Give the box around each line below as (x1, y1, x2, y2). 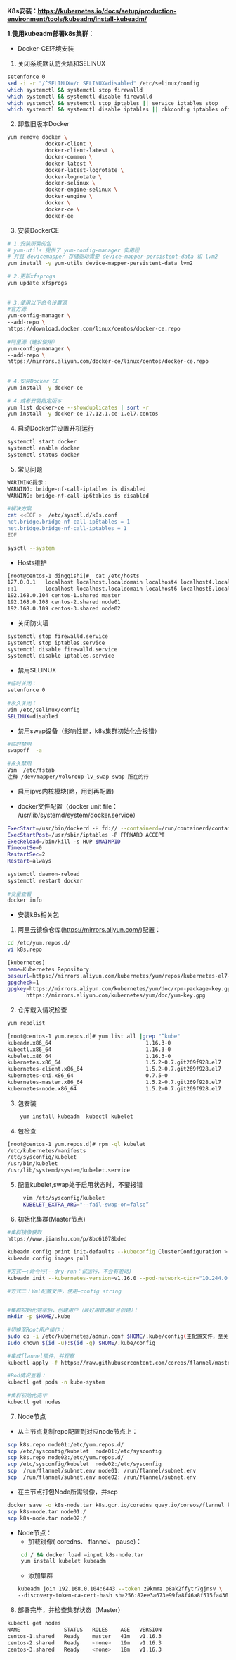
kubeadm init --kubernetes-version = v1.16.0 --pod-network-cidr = (7, 1274, 199, 1281)
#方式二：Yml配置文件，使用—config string (7, 1288, 122, 1295)
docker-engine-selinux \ (44, 186, 118, 193)
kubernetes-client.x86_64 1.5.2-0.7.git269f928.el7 (7, 1066, 221, 1073)
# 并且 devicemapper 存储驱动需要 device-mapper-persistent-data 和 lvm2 (7, 253, 218, 260)
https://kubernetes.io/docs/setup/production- (37, 7, 177, 15)
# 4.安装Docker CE (7, 378, 59, 385)
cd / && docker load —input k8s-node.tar (20, 1551, 144, 1558)
